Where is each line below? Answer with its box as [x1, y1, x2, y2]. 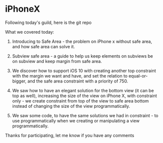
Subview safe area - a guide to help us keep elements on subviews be [12, 53, 153, 59]
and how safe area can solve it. [12, 43, 75, 49]
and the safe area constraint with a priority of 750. [27, 78, 128, 84]
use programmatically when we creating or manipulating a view [12, 118, 140, 123]
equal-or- [128, 73, 148, 79]
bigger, [12, 78, 27, 84]
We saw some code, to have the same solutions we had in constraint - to [12, 112, 159, 118]
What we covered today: [5, 29, 55, 35]
